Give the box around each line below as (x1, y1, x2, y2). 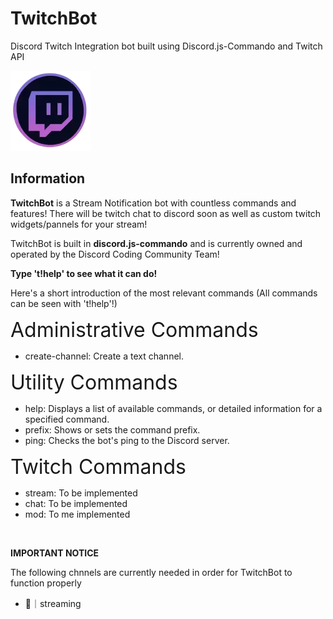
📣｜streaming (24, 597, 82, 609)
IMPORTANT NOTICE (10, 547, 100, 559)
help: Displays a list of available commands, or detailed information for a (24, 402, 323, 414)
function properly (10, 577, 82, 589)
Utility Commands (10, 369, 178, 395)
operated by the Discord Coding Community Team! (10, 248, 220, 260)
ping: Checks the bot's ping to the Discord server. (24, 434, 230, 446)
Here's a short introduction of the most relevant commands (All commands (10, 287, 318, 299)
